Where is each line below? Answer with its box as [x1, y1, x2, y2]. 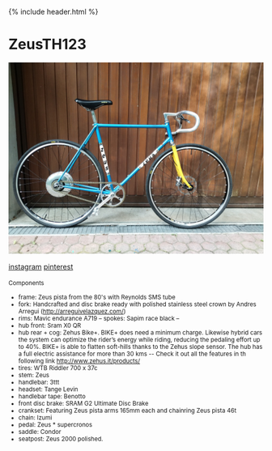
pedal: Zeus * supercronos [18, 420, 93, 428]
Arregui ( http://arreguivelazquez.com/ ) [18, 307, 126, 315]
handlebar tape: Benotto [18, 392, 87, 400]
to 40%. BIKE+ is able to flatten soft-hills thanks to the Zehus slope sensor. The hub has [18, 343, 263, 351]
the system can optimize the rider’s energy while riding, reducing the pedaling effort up [18, 335, 261, 343]
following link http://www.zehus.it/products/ [18, 356, 140, 365]
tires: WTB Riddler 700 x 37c [18, 364, 98, 372]
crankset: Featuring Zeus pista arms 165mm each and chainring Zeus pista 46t [18, 406, 237, 415]
